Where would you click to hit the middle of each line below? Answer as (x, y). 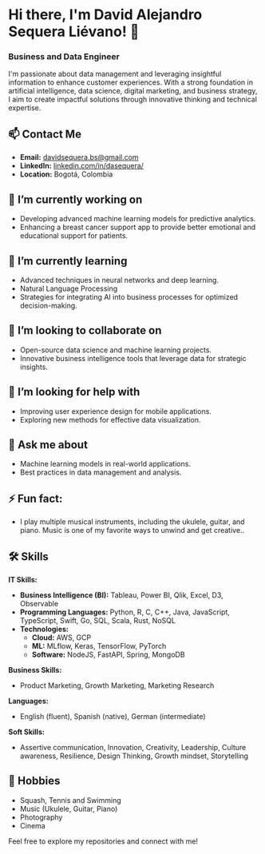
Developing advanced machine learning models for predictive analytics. (138, 219)
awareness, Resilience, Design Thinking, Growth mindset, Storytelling (134, 756)
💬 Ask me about (48, 445)
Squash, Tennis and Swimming (70, 800)
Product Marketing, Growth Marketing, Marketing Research (117, 685)
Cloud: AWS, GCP (61, 638)
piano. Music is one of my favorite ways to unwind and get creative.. (132, 530)
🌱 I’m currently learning (68, 261)
